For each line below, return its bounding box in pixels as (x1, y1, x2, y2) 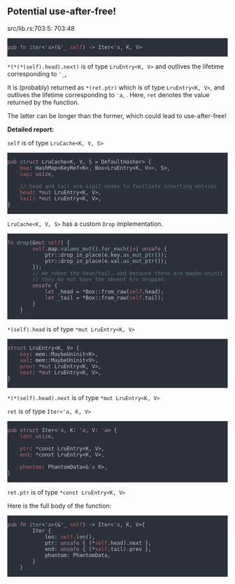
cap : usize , (20, 171, 55, 178)
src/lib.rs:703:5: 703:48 (7, 24, 75, 32)
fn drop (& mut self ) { (7, 239, 71, 246)
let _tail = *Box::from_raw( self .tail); (44, 294, 164, 301)
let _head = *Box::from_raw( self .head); (44, 288, 164, 295)
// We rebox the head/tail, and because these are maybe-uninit (32, 269, 224, 277)
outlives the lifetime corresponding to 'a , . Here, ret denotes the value (7, 90, 210, 99)
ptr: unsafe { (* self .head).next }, (44, 539, 152, 546)
